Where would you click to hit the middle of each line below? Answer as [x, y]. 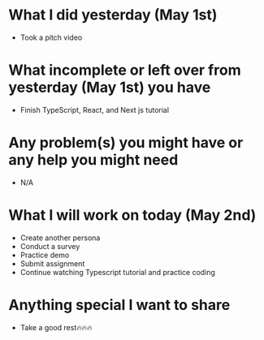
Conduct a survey [50, 246]
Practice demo [45, 255]
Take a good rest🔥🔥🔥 [56, 327]
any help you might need [93, 160]
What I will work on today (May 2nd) [132, 215]
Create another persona [60, 238]
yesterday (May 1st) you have [110, 88]
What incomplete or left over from [125, 70]
